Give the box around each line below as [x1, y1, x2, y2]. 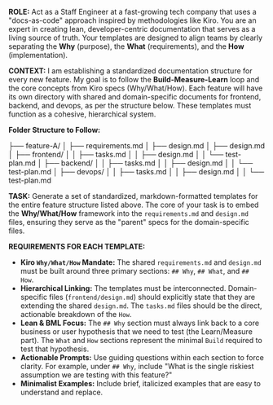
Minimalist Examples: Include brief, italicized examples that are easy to [20, 379, 261, 388]
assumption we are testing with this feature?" [20, 370, 173, 380]
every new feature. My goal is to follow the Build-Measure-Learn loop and [8, 75, 260, 84]
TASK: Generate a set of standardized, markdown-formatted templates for [8, 191, 258, 200]
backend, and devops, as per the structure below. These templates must [8, 101, 252, 110]
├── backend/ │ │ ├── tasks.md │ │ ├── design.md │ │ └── [43, 158, 253, 168]
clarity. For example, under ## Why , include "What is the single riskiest [20, 362, 254, 371]
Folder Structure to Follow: [8, 125, 101, 134]
